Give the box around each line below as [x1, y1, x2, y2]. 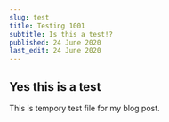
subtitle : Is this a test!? [9, 29, 114, 38]
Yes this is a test [9, 79, 101, 94]
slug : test [9, 12, 50, 22]
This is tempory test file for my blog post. [9, 102, 160, 113]
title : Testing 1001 [9, 21, 86, 30]
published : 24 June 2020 [9, 37, 101, 47]
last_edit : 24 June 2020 [9, 46, 101, 55]
